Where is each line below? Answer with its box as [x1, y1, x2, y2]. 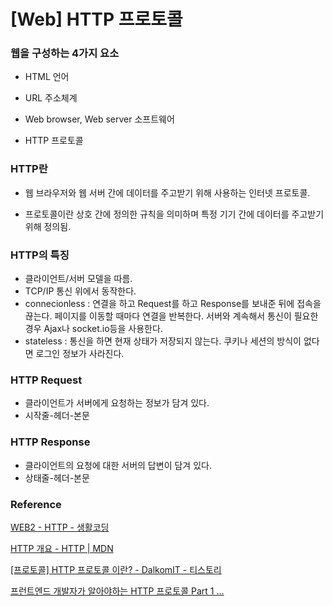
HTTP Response [10, 435, 91, 449]
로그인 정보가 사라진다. [35, 348, 125, 360]
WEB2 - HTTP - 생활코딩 [10, 521, 110, 533]
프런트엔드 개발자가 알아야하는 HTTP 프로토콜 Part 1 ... [10, 585, 225, 597]
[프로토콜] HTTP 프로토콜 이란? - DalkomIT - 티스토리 [10, 563, 222, 575]
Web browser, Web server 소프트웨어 [24, 113, 175, 125]
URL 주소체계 [24, 92, 78, 104]
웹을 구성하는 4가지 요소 [10, 46, 120, 60]
